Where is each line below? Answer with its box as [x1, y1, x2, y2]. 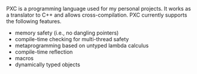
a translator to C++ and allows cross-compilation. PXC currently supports [6, 11, 187, 18]
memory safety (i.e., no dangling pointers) [14, 29, 119, 36]
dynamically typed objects [14, 61, 81, 68]
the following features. [6, 18, 62, 24]
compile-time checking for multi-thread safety [14, 36, 129, 42]
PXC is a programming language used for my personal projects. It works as [6, 5, 192, 12]
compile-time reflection [14, 48, 73, 55]
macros [14, 55, 34, 61]
